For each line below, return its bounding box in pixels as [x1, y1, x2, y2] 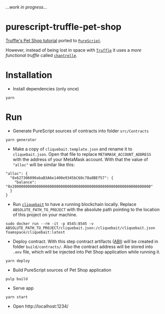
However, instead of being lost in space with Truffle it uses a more [5, 47, 142, 53]
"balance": [14, 179, 37, 185]
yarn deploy [5, 258, 30, 263]
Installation [5, 70, 53, 81]
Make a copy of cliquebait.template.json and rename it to [12, 146, 133, 152]
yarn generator [5, 137, 37, 142]
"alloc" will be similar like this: [12, 162, 75, 168]
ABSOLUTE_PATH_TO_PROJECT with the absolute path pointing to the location [12, 206, 160, 212]
